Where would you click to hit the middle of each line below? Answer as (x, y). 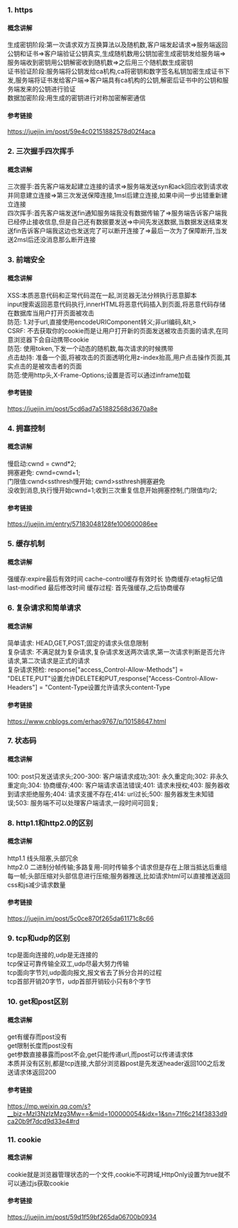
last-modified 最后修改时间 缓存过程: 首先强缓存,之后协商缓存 (96, 588)
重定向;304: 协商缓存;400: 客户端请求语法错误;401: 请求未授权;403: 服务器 (116, 785)
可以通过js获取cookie (38, 1183)
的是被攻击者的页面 (54, 366)
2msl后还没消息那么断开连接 (55, 240)
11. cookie (24, 1139)
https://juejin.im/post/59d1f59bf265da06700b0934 (82, 1217)
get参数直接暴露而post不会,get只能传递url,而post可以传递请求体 (100, 1054)
